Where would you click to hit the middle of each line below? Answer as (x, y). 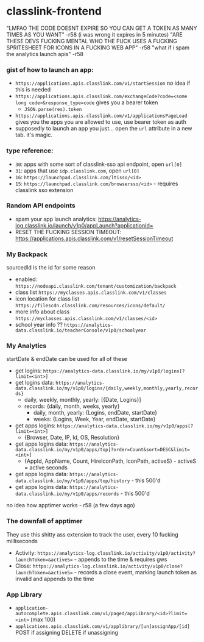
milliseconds (22, 541)
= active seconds (46, 468)
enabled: (26, 279)
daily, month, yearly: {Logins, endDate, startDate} (95, 413)
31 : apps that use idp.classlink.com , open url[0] (77, 170)
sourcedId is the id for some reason (51, 268)
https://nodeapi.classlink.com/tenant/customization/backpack (96, 287)
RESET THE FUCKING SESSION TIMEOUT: (68, 232)
